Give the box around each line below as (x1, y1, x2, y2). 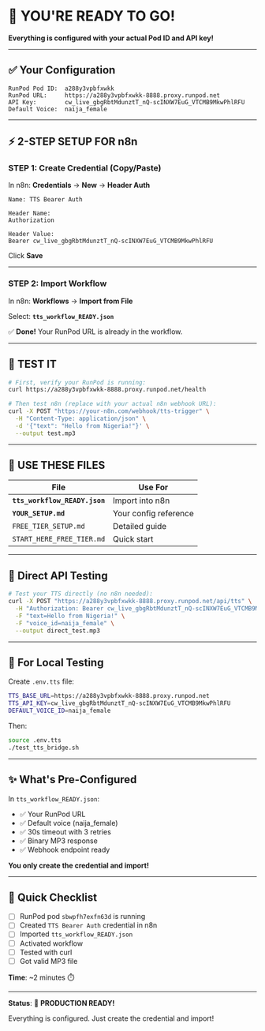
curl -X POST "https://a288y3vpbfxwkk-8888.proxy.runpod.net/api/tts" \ (8, 598, 252, 605)
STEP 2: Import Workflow (8, 278, 107, 289)
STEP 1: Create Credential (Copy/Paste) (8, 163, 162, 174)
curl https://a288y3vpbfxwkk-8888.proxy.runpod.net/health (8, 386, 207, 394)
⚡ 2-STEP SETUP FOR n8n (8, 135, 138, 148)
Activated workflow (19, 939, 84, 948)
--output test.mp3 (15, 429, 77, 437)
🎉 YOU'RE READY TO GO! (8, 7, 176, 25)
